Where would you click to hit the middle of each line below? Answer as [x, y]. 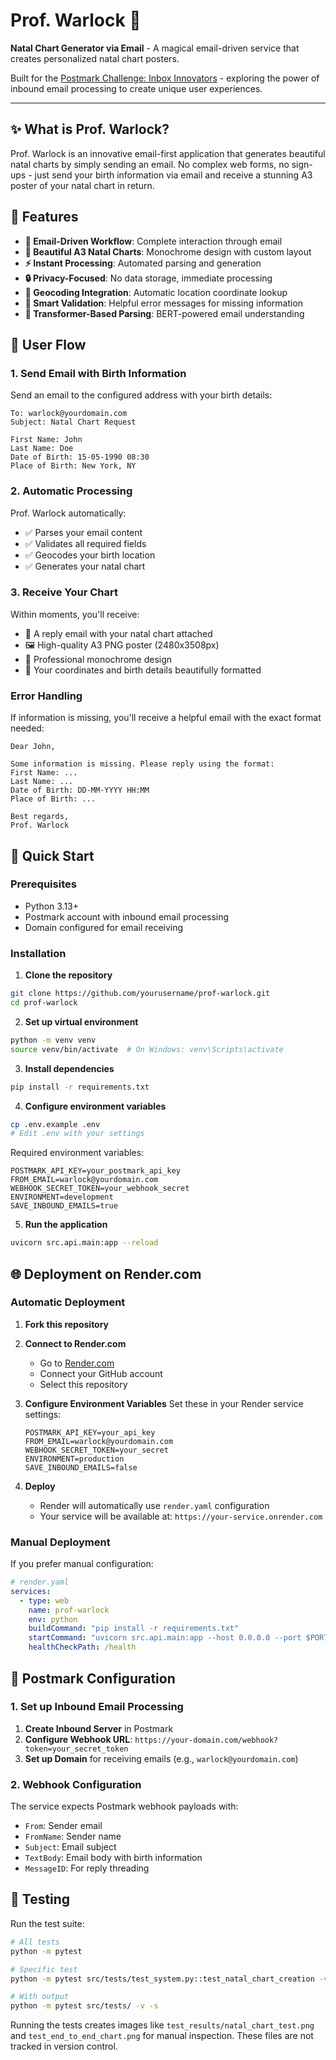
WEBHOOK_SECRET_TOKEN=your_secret [96, 1450]
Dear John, [33, 747]
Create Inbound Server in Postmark [99, 1728]
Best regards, [40, 817]
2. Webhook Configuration [76, 1784]
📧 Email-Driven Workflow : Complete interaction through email [153, 241]
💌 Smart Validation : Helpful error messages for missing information [164, 303]
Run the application [66, 1225]
